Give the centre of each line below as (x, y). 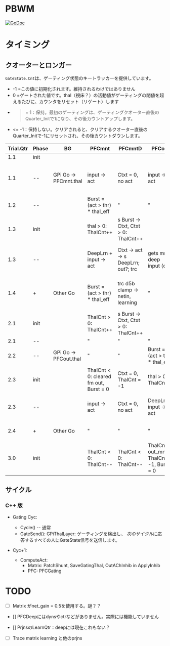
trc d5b (126, 283)
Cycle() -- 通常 (35, 527)
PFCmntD (130, 148)
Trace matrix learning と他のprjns (47, 638)
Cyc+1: (20, 550)
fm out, (96, 382)
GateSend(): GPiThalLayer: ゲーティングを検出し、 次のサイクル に (89, 534)
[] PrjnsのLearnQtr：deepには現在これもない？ (61, 627)
